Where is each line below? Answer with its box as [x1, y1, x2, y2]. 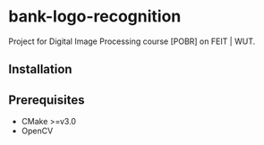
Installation [8, 62, 72, 77]
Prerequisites [8, 92, 85, 107]
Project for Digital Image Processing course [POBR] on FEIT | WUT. [8, 36, 256, 47]
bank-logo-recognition [8, 6, 182, 27]
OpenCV [21, 125, 54, 136]
